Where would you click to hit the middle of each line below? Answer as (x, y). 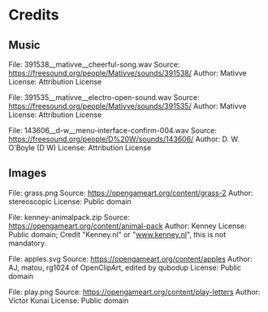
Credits (34, 15)
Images (28, 173)
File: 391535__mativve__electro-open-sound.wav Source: (104, 97)
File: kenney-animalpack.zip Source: (69, 217)
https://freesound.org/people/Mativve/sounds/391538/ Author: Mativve (128, 73)
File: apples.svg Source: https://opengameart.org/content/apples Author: (131, 258)
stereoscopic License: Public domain (70, 201)
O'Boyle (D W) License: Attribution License (80, 147)
